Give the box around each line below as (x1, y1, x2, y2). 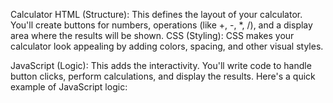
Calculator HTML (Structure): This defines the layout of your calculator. (10, 9, 303, 20)
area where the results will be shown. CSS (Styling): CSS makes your (10, 30, 295, 41)
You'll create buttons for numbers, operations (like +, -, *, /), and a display (10, 19, 313, 31)
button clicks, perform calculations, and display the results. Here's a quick (10, 70, 316, 82)
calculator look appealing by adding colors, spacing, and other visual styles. (10, 40, 324, 52)
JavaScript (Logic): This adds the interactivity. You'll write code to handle (10, 60, 312, 71)
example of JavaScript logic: (10, 81, 128, 93)
